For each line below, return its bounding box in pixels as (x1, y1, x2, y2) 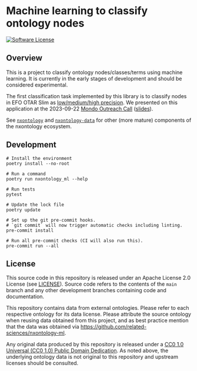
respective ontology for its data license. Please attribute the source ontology (6, 310, 191, 318)
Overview (6, 53, 43, 63)
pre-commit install (6, 228, 54, 233)
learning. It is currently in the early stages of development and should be (6, 75, 182, 82)
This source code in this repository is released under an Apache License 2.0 (6, 275, 191, 282)
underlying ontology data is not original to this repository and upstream (6, 353, 178, 360)
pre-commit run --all (6, 243, 59, 249)
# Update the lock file (6, 202, 65, 208)
